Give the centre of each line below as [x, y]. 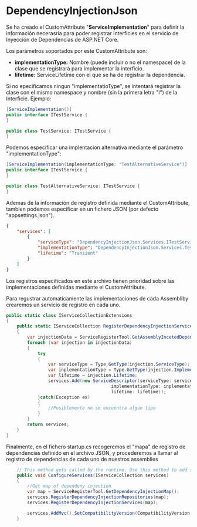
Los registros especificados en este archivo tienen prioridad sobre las [90, 281]
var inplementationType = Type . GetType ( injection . [111, 370]
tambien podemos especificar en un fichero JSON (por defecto [82, 209]
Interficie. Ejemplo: [29, 99]
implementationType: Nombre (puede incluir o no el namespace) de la [100, 62]
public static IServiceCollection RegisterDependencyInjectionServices [106, 326]
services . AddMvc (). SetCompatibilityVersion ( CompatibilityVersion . [110, 513]
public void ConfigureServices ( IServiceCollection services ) [93, 475]
